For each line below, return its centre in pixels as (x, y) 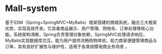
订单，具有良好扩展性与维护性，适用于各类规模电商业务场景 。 (67, 46)
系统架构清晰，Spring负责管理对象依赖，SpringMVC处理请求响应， (80, 34)
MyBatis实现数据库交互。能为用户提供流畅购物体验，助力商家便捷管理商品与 (81, 40)
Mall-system (31, 8)
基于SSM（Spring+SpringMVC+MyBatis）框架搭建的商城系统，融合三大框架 (81, 22)
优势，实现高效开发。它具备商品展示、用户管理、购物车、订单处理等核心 (77, 28)
